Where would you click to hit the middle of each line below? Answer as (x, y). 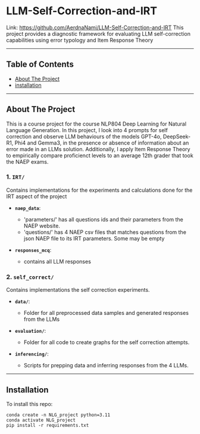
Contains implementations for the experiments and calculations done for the (99, 190)
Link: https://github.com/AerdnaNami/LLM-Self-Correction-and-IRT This (95, 27)
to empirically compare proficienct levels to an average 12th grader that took (100, 155)
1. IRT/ (15, 177)
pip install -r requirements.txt (48, 425)
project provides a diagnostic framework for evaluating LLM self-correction (99, 33)
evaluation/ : (30, 331)
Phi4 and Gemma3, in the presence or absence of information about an (102, 143)
